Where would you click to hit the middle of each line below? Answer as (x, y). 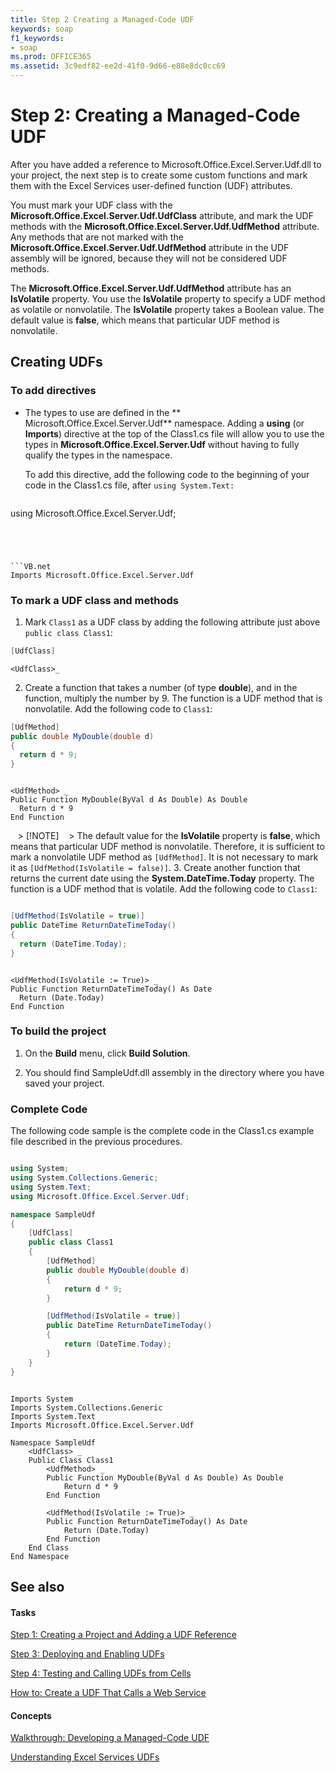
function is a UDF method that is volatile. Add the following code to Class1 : (164, 889)
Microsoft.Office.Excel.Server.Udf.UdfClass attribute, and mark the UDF (162, 215)
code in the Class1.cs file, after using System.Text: (129, 485)
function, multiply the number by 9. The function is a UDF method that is (173, 698)
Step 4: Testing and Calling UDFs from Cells (101, 1673)
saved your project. (64, 1083)
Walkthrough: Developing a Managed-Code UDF (110, 1738)
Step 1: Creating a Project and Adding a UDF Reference (123, 1635)
